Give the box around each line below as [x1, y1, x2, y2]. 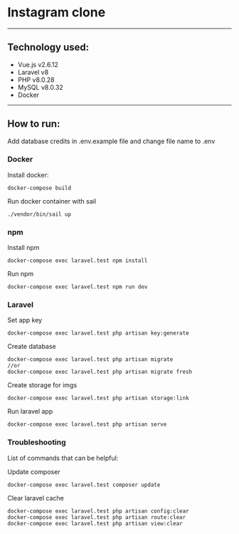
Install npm [7, 244, 40, 252]
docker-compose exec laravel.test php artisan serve [7, 421, 167, 428]
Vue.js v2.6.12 [17, 60, 58, 68]
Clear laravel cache [7, 493, 64, 502]
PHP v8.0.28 [17, 75, 55, 84]
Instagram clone [7, 4, 106, 21]
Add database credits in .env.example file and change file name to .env [7, 137, 216, 145]
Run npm [7, 270, 34, 278]
